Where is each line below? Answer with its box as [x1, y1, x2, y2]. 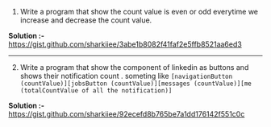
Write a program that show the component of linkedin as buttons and [19, 63, 249, 72]
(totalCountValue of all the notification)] [19, 87, 173, 95]
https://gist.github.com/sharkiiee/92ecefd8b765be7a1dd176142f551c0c [8, 109, 245, 119]
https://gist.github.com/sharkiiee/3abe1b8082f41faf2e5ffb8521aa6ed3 [8, 39, 242, 49]
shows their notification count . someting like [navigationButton [19, 72, 233, 80]
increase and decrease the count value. [19, 15, 152, 25]
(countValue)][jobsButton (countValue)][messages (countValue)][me [19, 80, 252, 88]
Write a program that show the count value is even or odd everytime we [19, 7, 259, 16]
